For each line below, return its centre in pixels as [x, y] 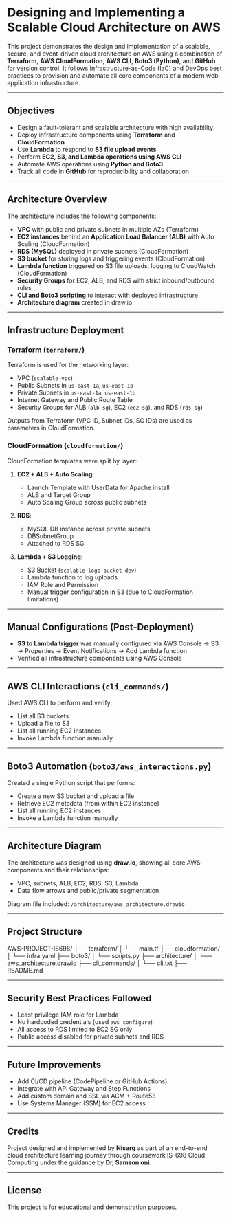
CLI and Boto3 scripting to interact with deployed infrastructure [107, 295]
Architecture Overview [57, 200]
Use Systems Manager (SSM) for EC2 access [81, 1103]
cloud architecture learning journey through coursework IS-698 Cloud [106, 1155]
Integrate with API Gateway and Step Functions [84, 1089]
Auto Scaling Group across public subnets [87, 502]
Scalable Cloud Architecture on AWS [114, 27]
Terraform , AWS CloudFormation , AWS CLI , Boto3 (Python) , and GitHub [111, 60]
